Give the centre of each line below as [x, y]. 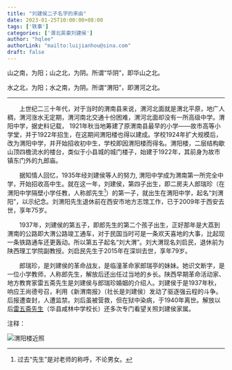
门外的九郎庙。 [40, 160]
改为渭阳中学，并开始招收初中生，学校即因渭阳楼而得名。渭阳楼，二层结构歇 [116, 143]
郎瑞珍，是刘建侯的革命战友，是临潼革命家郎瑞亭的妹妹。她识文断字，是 [122, 265]
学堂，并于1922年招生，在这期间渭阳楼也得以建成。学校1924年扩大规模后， [115, 134]
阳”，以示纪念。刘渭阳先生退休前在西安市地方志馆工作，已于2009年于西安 [113, 201]
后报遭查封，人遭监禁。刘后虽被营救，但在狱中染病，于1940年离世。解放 [111, 300]
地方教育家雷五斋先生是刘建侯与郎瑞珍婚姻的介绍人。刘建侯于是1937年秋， [114, 283]
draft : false [26, 53]
